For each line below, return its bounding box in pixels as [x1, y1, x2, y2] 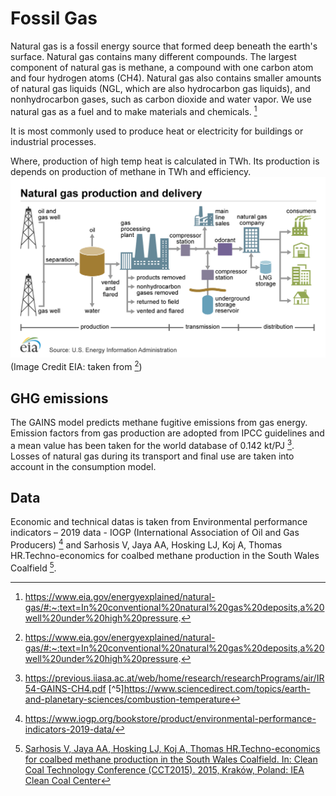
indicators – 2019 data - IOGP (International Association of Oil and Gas [10, 527, 300, 539]
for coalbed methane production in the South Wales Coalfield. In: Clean [24, 753, 318, 765]
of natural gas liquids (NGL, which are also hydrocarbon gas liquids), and [10, 82, 311, 94]
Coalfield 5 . [10, 560, 57, 574]
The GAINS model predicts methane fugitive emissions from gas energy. [10, 416, 308, 428]
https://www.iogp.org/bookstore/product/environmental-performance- [24, 712, 317, 724]
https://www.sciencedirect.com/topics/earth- [123, 682, 311, 694]
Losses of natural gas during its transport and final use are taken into [10, 450, 295, 462]
